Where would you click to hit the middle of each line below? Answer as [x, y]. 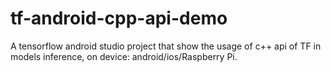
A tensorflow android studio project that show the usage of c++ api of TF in [166, 46]
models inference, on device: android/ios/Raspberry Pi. [124, 56]
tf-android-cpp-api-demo [119, 18]
